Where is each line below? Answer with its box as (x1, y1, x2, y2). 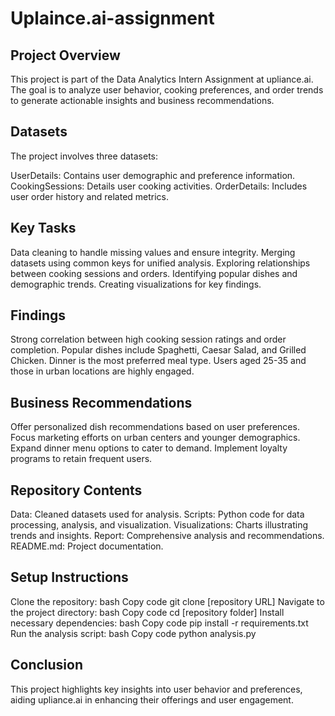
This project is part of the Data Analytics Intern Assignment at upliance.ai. (10, 73, 314, 85)
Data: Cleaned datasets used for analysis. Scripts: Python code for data (10, 508, 305, 521)
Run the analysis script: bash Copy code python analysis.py (10, 627, 257, 639)
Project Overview (10, 47, 121, 64)
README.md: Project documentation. (10, 540, 164, 552)
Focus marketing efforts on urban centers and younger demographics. (10, 432, 301, 444)
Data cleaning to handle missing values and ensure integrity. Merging (10, 246, 296, 258)
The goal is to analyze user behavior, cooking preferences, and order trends (10, 84, 324, 96)
